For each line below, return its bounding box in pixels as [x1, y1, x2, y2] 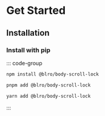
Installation [6, 28, 50, 38]
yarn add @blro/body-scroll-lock [6, 93, 91, 99]
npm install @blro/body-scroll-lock [6, 71, 99, 77]
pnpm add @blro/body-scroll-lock [6, 82, 91, 88]
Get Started [6, 4, 66, 18]
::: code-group [6, 59, 42, 66]
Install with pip [6, 46, 50, 54]
